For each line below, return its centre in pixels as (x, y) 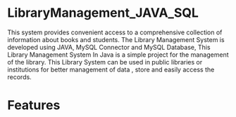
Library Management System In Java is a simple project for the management (118, 55)
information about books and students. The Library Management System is (116, 39)
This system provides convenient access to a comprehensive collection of (115, 32)
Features (34, 105)
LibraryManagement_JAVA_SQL (103, 13)
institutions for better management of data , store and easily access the (111, 69)
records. (19, 77)
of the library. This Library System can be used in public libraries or (105, 62)
